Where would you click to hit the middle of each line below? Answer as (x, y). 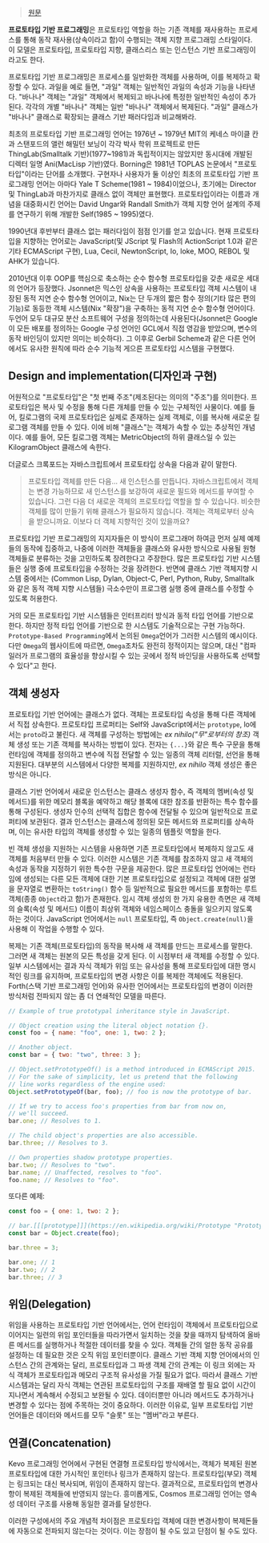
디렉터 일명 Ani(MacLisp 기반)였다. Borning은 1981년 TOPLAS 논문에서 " (123, 164)
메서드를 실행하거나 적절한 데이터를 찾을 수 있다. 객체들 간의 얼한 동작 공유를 (135, 1345)
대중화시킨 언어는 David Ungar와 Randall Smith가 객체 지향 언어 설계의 (134, 204)
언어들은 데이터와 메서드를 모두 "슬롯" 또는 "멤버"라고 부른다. (103, 1415)
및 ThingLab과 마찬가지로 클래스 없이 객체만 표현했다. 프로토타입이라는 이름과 (129, 194)
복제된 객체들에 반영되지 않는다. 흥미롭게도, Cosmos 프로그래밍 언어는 (132, 1494)
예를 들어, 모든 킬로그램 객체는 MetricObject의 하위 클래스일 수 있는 (131, 437)
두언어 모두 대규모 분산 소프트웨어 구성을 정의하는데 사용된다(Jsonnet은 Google (133, 318)
